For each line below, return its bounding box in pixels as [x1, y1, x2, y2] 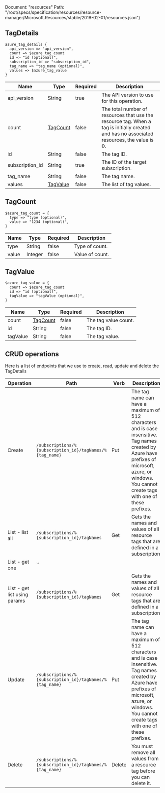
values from [131, 755, 159, 762]
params [7, 597, 26, 604]
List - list [7, 529, 28, 536]
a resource [131, 761, 156, 768]
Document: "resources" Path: [5, 4, 65, 10]
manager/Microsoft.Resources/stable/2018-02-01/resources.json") [5, 15, 140, 20]
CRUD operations [5, 350, 59, 358]
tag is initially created [101, 124, 151, 131]
